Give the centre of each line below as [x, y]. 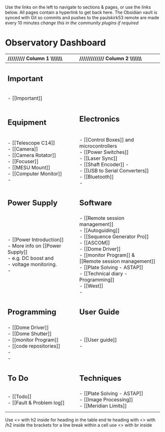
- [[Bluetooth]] [96, 177]
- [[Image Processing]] [106, 400]
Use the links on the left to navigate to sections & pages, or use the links [78, 7]
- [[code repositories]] [34, 346]
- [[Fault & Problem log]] [36, 403]
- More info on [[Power [34, 246]
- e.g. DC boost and [31, 258]
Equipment [27, 123]
